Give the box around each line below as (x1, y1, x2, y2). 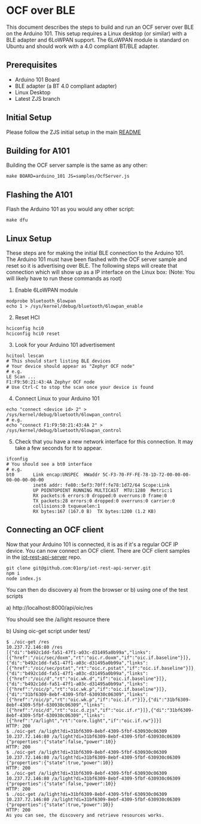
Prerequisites (6, 60, 57, 70)
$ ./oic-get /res (6, 639, 50, 645)
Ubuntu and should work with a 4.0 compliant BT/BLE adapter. (6, 43, 160, 50)
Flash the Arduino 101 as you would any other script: (6, 205, 135, 213)
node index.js (6, 576, 42, 582)
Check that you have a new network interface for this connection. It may (14, 438, 193, 445)
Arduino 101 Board (14, 76, 60, 83)
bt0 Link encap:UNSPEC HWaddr (6, 472, 100, 478)
